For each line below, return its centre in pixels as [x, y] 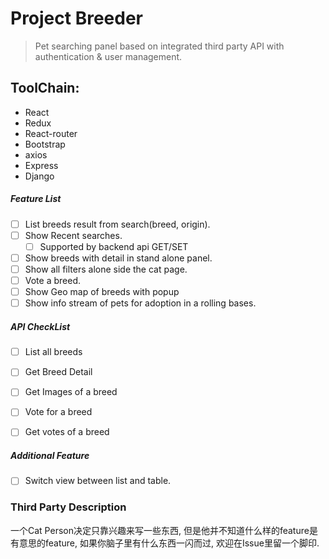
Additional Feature [50, 456]
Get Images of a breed [71, 392]
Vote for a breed [58, 412]
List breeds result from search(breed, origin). [117, 224]
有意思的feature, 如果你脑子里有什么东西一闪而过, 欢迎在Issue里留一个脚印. [165, 543]
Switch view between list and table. [98, 481]
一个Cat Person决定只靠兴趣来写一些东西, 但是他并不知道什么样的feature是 [164, 530]
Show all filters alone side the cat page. [106, 269]
